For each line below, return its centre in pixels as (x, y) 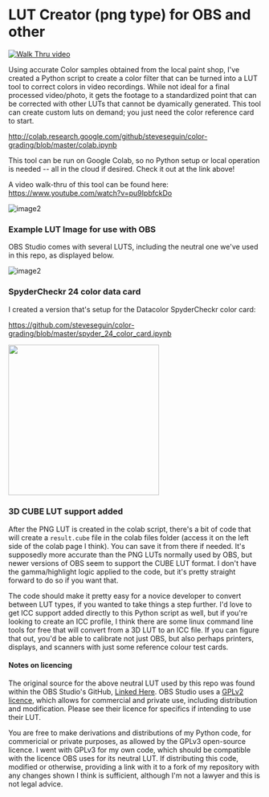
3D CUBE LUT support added (66, 511)
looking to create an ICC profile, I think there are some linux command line (131, 621)
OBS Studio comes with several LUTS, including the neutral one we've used (133, 247)
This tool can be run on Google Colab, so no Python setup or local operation (134, 160)
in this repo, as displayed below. (61, 255)
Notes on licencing (40, 665)
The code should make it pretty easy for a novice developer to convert (125, 596)
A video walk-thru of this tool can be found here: (88, 184)
